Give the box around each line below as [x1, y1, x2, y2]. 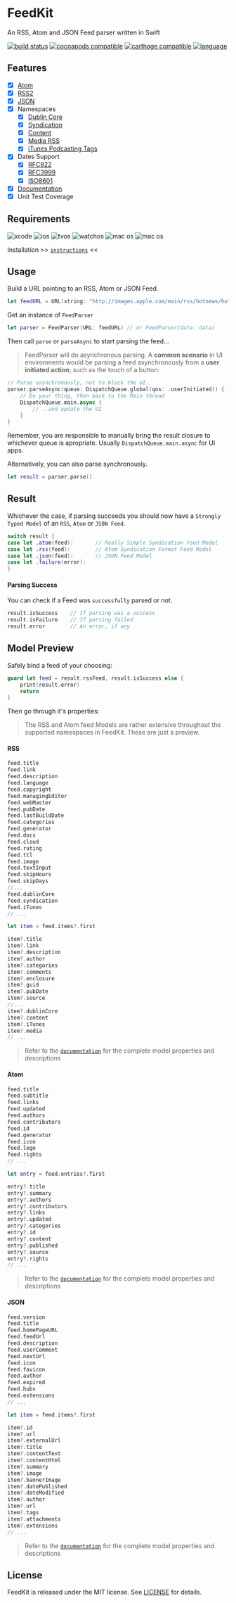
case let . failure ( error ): [7, 559, 86, 566]
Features [7, 62, 47, 75]
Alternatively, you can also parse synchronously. [7, 460, 147, 469]
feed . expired [7, 1379, 46, 1386]
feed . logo [7, 1145, 37, 1152]
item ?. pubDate [7, 988, 49, 995]
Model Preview [7, 642, 74, 654]
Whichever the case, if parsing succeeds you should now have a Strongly [7, 512, 221, 520]
